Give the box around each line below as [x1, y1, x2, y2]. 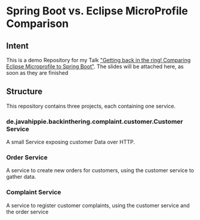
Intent [6, 41, 29, 51]
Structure [6, 87, 43, 97]
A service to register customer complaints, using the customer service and [6, 201, 190, 209]
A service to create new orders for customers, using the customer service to [6, 167, 194, 174]
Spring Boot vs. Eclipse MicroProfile [6, 4, 188, 18]
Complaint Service [6, 188, 61, 197]
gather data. [6, 173, 36, 181]
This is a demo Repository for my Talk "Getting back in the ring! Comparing [6, 57, 191, 63]
